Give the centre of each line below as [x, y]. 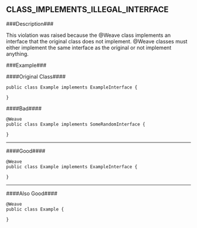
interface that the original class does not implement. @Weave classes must [97, 41]
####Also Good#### [32, 193]
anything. [18, 54]
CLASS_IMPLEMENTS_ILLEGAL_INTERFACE [87, 10]
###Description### [30, 23]
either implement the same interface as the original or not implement [89, 47]
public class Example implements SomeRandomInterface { [76, 124]
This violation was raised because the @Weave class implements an [89, 35]
